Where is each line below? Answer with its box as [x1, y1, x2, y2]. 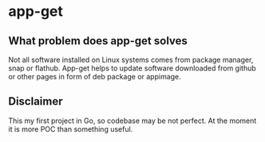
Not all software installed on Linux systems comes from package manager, [8, 55, 254, 64]
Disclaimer [8, 94, 63, 109]
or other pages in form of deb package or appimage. [8, 72, 181, 81]
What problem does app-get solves [8, 34, 188, 48]
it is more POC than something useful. [8, 124, 133, 133]
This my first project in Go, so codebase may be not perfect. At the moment [8, 116, 257, 125]
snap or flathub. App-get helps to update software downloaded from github [8, 63, 257, 73]
